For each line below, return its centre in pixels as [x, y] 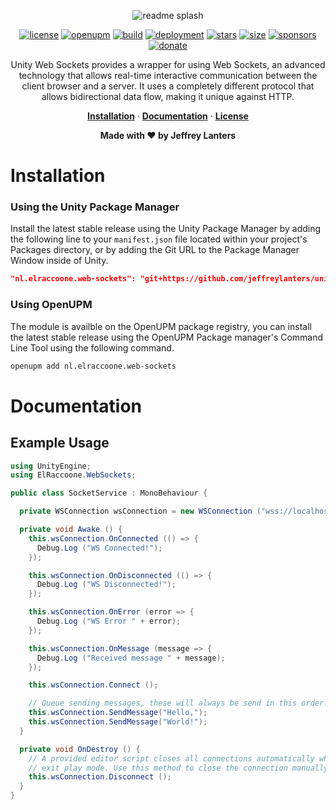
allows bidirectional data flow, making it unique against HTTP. [168, 96]
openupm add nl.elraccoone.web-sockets [93, 366]
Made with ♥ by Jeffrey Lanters [168, 135]
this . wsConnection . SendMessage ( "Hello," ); [118, 713]
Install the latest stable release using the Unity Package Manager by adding [166, 229]
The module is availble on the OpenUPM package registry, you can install [161, 326]
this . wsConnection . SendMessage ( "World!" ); [118, 722]
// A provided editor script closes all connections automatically [171, 758]
